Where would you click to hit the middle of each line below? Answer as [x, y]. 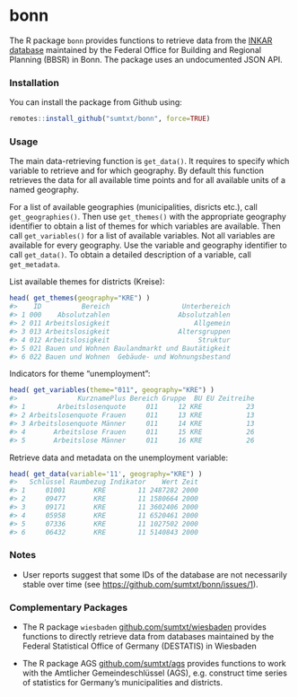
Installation [35, 83]
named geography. [44, 190]
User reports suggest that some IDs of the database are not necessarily [154, 574]
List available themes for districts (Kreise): [87, 282]
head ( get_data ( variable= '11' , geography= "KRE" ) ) [106, 474]
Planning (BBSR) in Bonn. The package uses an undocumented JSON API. [146, 59]
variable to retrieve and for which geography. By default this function [137, 170]
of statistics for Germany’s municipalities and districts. [122, 683]
